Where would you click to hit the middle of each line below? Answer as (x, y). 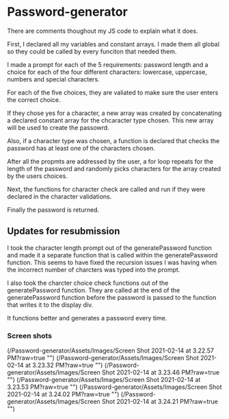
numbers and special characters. (54, 79)
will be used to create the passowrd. (58, 127)
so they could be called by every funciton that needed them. (92, 51)
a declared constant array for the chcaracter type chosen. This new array (110, 120)
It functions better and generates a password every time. (87, 318)
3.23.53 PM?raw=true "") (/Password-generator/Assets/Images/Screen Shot (114, 387)
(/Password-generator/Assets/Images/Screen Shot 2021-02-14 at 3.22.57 (110, 351)
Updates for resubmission (64, 231)
